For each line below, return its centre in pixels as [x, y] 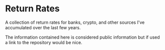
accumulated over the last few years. [43, 27]
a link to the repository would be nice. [44, 42]
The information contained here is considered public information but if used [82, 37]
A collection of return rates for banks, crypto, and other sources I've [75, 22]
